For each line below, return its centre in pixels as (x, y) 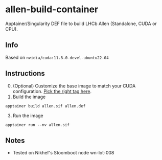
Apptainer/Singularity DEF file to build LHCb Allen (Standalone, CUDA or (81, 24)
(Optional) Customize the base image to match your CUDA (74, 86)
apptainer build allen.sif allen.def (45, 106)
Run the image (28, 116)
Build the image (29, 97)
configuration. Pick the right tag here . (52, 91)
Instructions (25, 73)
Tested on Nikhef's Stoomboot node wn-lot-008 (63, 153)
